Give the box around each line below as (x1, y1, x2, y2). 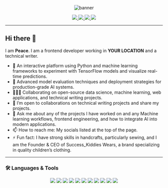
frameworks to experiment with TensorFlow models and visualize (12, 68, 146, 74)
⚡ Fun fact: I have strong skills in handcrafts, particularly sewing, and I (12, 134, 157, 140)
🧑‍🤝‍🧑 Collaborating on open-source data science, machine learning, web (12, 89, 161, 95)
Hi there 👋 (5, 34, 36, 43)
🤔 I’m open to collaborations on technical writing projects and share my (12, 100, 159, 106)
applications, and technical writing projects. (12, 94, 102, 100)
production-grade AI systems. (12, 84, 74, 90)
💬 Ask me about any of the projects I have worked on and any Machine (12, 110, 158, 116)
